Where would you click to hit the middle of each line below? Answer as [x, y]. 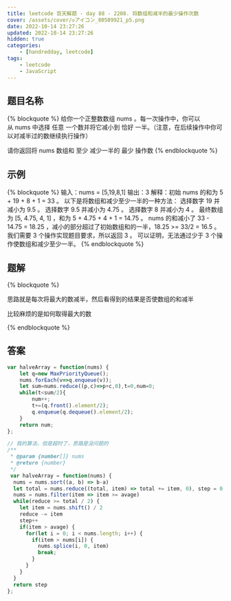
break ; [47, 553]
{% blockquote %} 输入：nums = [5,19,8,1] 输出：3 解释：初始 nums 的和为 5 [115, 192]
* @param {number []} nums [47, 457]
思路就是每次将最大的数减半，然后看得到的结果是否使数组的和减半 [100, 299]
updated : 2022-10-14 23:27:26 [51, 33]
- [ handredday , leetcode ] [57, 52]
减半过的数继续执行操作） [55, 136]
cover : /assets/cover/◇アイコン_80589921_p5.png [76, 20]
